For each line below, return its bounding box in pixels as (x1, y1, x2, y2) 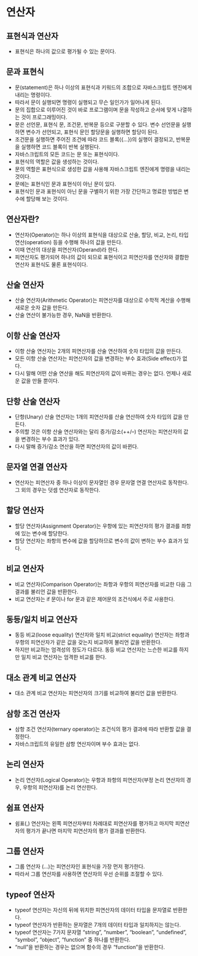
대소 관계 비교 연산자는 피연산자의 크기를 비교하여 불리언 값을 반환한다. (14, 690, 178, 697)
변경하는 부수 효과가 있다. (21, 436, 80, 443)
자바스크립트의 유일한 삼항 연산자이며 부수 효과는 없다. (14, 740, 140, 747)
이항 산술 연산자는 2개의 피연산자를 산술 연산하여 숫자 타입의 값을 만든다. (14, 348, 183, 355)
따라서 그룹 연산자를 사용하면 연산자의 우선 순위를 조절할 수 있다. (14, 870, 164, 878)
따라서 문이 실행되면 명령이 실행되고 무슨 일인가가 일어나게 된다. (14, 99, 162, 106)
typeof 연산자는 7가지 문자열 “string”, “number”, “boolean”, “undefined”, (14, 929, 187, 936)
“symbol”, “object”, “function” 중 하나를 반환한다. (14, 936, 131, 944)
